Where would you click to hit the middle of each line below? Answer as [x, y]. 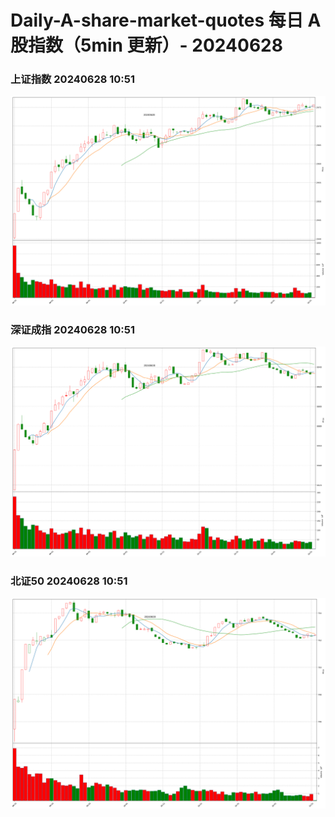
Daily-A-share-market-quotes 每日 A [166, 20]
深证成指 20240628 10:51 [73, 330]
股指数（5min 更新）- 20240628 [146, 45]
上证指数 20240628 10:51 [73, 79]
